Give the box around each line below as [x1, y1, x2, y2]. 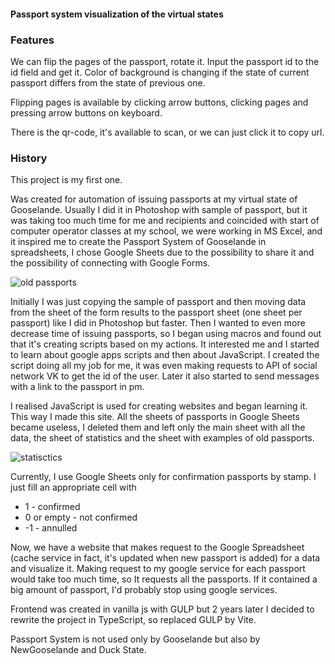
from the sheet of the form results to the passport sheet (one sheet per [10, 306, 303, 319]
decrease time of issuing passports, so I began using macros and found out [10, 328, 322, 340]
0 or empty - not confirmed [24, 511, 138, 524]
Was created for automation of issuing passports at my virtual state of [10, 193, 298, 205]
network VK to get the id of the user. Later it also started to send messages [10, 370, 320, 382]
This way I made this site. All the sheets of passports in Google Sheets [10, 411, 300, 423]
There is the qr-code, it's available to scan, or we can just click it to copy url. [10, 126, 325, 138]
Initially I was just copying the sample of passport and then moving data [10, 296, 307, 308]
